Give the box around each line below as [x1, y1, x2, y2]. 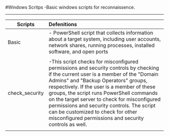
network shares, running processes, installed [48, 42, 155, 49]
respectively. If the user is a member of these [48, 83, 156, 90]
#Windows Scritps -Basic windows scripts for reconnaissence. [5, 5, 135, 10]
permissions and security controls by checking [48, 65, 159, 71]
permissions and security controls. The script [48, 102, 156, 109]
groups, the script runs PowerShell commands [48, 90, 158, 96]
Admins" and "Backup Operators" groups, [48, 77, 147, 84]
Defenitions [48, 21, 77, 28]
